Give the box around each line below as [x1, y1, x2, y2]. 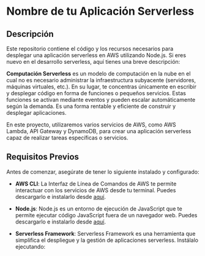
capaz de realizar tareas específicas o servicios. [6, 134, 129, 141]
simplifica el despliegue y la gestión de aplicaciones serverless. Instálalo [15, 236, 199, 244]
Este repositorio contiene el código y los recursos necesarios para [6, 45, 174, 52]
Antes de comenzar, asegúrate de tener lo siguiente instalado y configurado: [6, 168, 199, 176]
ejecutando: [15, 242, 46, 250]
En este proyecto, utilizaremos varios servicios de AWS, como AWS [6, 121, 176, 128]
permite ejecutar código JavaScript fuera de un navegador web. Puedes [15, 211, 198, 219]
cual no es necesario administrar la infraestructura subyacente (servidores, [6, 77, 196, 83]
